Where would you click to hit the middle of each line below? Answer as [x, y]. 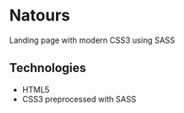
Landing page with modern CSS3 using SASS [92, 40]
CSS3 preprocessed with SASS [79, 99]
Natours [40, 16]
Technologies [48, 68]
